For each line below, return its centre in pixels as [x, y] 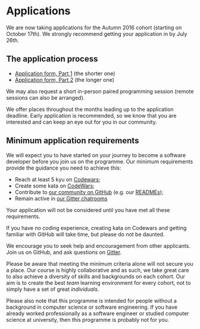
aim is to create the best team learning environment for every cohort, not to [99, 282]
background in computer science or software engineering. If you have [92, 307]
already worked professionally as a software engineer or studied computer [98, 313]
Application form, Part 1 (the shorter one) [65, 73]
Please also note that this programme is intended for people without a [92, 300]
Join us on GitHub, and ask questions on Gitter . [64, 252]
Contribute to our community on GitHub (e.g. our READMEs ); [89, 192]
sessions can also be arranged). [46, 97]
